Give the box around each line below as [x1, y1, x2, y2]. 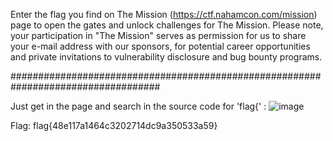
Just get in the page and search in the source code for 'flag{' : [10, 100, 267, 112]
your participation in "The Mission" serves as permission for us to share [10, 30, 307, 41]
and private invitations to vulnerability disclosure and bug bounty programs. [10, 51, 323, 63]
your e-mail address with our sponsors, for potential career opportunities [10, 40, 311, 52]
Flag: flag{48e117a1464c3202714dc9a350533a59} [10, 120, 218, 131]
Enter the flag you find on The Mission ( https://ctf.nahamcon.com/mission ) [10, 9, 318, 20]
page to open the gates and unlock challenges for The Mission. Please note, [10, 19, 324, 31]
